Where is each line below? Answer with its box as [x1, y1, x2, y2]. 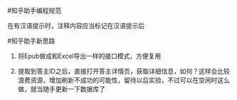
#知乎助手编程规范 [7, 6, 62, 14]
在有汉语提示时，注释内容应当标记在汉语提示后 [7, 21, 144, 30]
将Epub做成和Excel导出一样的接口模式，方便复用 [17, 52, 162, 60]
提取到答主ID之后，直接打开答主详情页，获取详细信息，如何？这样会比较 [17, 67, 230, 75]
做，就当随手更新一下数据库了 [17, 85, 105, 93]
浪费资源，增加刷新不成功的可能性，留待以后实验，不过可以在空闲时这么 [17, 76, 230, 84]
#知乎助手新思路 [7, 36, 56, 45]
